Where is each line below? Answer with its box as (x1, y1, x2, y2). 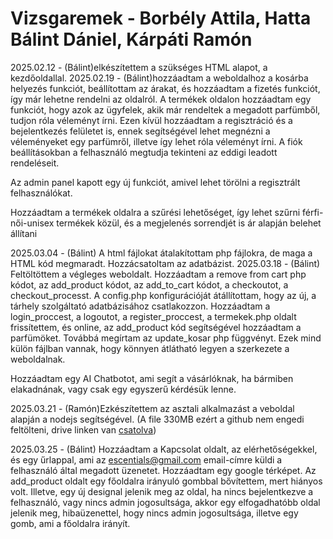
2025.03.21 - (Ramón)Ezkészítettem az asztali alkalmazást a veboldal (10, 402, 295, 414)
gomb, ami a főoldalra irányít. (10, 517, 131, 529)
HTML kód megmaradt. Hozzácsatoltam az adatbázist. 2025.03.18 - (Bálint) (10, 257, 321, 269)
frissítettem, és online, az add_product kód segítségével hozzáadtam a (10, 321, 302, 333)
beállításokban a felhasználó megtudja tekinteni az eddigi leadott (10, 146, 278, 158)
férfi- (301, 206, 324, 218)
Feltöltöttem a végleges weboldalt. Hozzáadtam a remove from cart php (10, 268, 307, 280)
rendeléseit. (10, 157, 60, 169)
